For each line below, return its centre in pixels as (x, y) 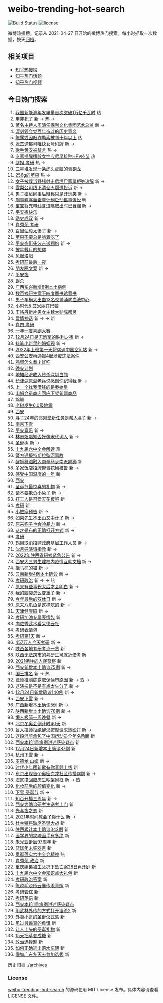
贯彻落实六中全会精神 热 (40, 854)
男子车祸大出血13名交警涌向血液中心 (52, 299)
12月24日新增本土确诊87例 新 (45, 748)
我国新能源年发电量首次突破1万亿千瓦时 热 (58, 112)
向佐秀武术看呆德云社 (37, 623)
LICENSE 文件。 (25, 996)
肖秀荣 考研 (27, 224)
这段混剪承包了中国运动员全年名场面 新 (55, 736)
